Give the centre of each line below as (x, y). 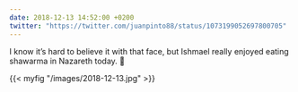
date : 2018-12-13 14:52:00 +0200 (72, 17)
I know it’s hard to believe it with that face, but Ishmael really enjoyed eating (149, 51)
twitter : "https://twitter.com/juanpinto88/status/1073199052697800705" (148, 26)
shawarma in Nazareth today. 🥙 (67, 61)
